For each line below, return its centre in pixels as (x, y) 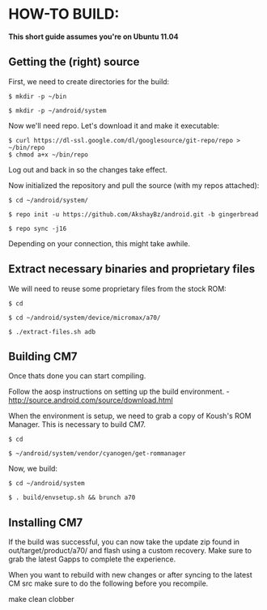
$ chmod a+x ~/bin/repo (49, 155)
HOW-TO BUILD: (64, 14)
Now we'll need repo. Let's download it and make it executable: (114, 126)
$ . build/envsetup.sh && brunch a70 (72, 498)
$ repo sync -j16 (38, 228)
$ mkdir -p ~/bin (38, 96)
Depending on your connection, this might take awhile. (99, 243)
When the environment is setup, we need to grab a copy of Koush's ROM (130, 416)
